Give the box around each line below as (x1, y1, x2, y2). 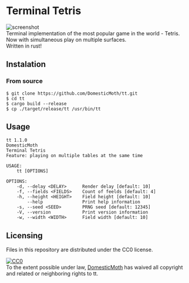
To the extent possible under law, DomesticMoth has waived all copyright (6, 264, 183, 271)
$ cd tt (6, 95, 25, 101)
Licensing (6, 231, 43, 241)
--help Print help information (27, 199, 141, 205)
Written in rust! (6, 42, 42, 49)
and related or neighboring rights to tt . (6, 270, 99, 277)
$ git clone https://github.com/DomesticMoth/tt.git (6, 90, 138, 96)
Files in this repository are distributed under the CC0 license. (6, 246, 153, 254)
